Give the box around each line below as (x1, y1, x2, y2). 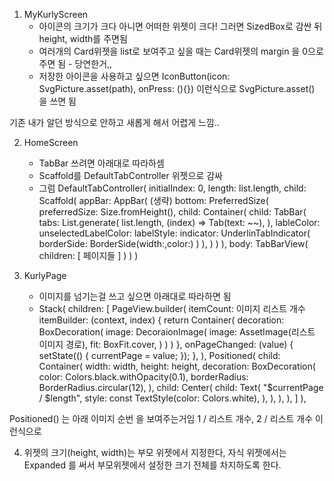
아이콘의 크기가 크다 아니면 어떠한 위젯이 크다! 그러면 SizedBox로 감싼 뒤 (38, 20, 323, 32)
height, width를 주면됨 (38, 33, 128, 44)
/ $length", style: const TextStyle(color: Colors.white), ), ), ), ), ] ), (38, 392, 307, 404)
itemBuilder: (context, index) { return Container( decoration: (38, 314, 285, 326)
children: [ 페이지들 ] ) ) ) (38, 250, 139, 261)
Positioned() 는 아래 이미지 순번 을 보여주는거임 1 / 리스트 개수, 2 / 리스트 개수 (9, 413, 314, 424)
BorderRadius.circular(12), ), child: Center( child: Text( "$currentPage (38, 382, 324, 393)
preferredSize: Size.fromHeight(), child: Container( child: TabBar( (38, 206, 307, 218)
